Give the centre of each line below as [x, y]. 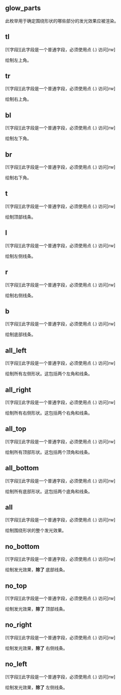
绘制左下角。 [18, 139]
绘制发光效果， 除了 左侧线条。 [36, 687]
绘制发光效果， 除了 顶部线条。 [36, 609]
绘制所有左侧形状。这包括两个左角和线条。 [49, 374]
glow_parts [23, 8]
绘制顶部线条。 [20, 217]
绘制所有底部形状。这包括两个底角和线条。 [49, 491]
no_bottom [22, 546]
